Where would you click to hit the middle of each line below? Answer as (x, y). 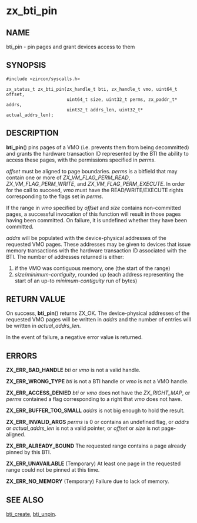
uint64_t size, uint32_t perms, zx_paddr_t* (122, 99)
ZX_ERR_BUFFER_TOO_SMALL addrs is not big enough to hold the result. (96, 410)
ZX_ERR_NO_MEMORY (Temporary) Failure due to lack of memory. (88, 481)
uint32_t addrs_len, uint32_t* (105, 110)
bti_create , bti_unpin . (31, 514)
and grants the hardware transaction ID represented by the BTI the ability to (98, 153)
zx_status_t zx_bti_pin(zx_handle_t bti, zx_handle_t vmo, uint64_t (92, 89)
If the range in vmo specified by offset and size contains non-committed (94, 208)
